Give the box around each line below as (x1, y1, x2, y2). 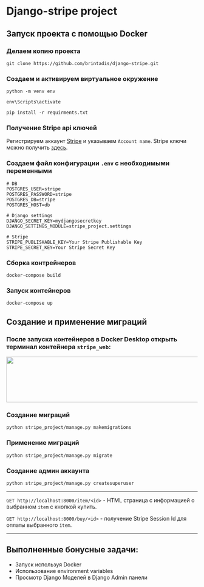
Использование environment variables (15, 567, 114, 574)
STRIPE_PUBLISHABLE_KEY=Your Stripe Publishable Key (6, 239, 143, 245)
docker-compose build (6, 273, 61, 279)
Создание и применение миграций (6, 316, 148, 327)
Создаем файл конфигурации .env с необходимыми (6, 159, 170, 168)
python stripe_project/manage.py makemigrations (6, 425, 132, 431)
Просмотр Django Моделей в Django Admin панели (15, 574, 148, 581)
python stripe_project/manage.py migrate (6, 452, 113, 459)
